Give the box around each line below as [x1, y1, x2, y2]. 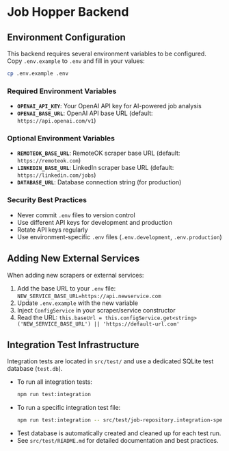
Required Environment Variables [7, 86, 117, 96]
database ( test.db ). [7, 365, 63, 373]
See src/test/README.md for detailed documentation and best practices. [16, 437, 219, 445]
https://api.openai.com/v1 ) [16, 117, 96, 125]
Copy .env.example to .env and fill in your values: [7, 57, 145, 65]
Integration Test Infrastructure [7, 339, 139, 350]
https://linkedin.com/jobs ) [16, 171, 96, 179]
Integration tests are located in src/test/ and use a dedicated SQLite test [7, 357, 214, 365]
